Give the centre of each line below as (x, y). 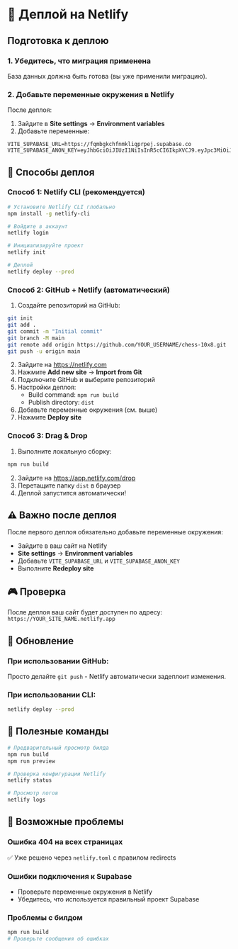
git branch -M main (36, 338)
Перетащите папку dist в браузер (69, 485)
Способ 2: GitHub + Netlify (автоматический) (89, 290)
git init (20, 318)
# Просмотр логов (33, 793)
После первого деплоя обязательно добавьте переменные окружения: (115, 532)
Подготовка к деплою (58, 41)
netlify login (28, 233)
